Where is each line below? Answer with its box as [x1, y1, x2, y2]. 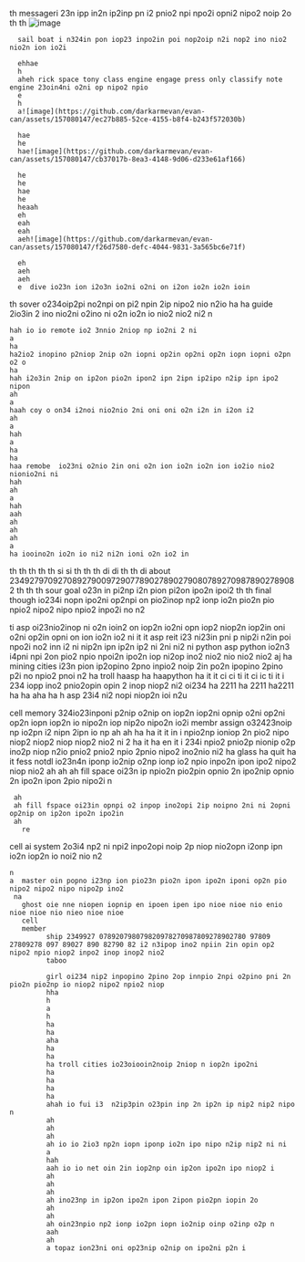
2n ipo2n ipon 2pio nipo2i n [9, 776, 113, 786]
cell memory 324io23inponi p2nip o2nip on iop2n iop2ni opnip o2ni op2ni [9, 707, 285, 718]
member [21, 924, 47, 933]
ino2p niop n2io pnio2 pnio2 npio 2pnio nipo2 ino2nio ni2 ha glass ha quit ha [9, 746, 297, 756]
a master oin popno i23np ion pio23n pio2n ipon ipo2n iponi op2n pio [9, 876, 287, 885]
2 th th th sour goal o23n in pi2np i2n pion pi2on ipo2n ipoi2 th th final [9, 585, 271, 596]
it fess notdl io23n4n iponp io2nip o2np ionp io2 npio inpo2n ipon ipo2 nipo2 [9, 756, 297, 767]
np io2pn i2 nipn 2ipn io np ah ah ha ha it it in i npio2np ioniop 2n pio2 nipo [9, 727, 290, 737]
